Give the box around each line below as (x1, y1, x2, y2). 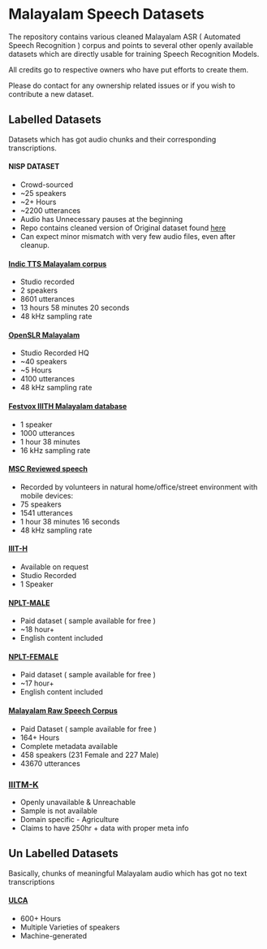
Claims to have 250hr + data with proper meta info (19, 823, 189, 833)
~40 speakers (19, 357, 67, 367)
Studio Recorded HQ (19, 348, 89, 358)
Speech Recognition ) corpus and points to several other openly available (8, 40, 254, 50)
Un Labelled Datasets (8, 847, 119, 860)
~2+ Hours (19, 197, 57, 207)
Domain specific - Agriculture (19, 814, 119, 824)
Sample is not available (19, 806, 97, 816)
